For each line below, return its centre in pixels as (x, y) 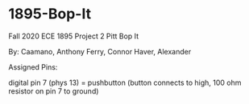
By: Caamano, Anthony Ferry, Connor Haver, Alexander (100, 51)
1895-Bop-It (50, 14)
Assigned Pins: (33, 67)
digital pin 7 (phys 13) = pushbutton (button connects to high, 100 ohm (125, 82)
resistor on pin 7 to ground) (54, 91)
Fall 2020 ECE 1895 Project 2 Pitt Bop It (74, 36)
